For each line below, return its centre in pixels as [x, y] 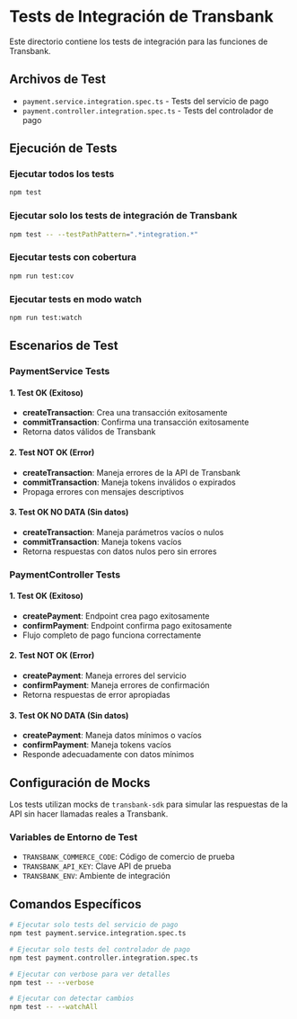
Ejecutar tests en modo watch [75, 299]
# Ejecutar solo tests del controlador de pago [100, 949]
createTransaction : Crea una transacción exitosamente [125, 413]
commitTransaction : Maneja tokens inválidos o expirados [129, 482]
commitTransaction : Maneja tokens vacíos [102, 541]
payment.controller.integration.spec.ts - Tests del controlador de [148, 111]
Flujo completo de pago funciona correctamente [112, 635]
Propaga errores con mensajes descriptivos [103, 491]
